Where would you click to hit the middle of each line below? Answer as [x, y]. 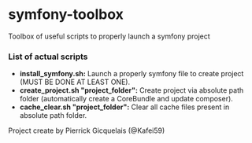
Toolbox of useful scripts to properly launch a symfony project [109, 36]
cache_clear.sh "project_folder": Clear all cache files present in [124, 107]
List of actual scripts [48, 57]
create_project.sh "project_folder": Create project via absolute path [132, 90]
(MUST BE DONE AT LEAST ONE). [75, 82]
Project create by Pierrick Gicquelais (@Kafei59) [87, 130]
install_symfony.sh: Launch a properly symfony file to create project [132, 74]
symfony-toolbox [66, 15]
